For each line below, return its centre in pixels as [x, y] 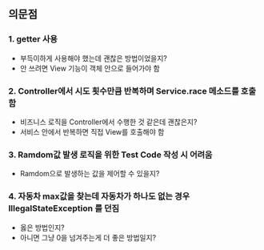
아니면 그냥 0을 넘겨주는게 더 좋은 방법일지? [88, 237]
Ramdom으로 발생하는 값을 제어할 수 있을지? [90, 174]
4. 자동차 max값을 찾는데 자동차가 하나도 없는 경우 [99, 196]
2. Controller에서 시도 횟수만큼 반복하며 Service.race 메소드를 [124, 91]
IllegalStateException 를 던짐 [64, 208]
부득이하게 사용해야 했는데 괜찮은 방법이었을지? [94, 58]
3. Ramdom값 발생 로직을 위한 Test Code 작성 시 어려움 [110, 155]
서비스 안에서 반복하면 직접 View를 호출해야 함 [92, 131]
